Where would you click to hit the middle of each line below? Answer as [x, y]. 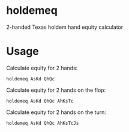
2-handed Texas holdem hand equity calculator [65, 27]
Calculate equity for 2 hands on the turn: [56, 112]
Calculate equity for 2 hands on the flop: [56, 90]
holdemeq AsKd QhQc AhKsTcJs [43, 123]
